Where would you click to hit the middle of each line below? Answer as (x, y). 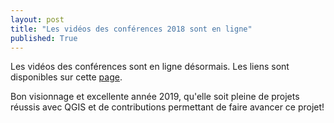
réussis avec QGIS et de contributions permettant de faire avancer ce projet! (167, 107)
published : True (44, 38)
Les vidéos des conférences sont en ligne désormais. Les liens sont (150, 67)
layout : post (37, 19)
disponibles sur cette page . (66, 77)
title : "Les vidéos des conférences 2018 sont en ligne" (131, 29)
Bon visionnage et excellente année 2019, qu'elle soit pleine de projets (155, 97)
